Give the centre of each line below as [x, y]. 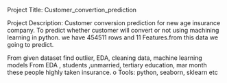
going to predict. [31, 45]
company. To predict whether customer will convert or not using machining [113, 30]
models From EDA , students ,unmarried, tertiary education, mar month [107, 65]
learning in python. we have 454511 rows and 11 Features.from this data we [112, 37]
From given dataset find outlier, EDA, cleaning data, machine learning [105, 58]
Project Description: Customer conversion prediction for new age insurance [114, 23]
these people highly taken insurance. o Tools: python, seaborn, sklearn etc [112, 72]
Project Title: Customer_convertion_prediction [72, 10]
